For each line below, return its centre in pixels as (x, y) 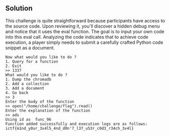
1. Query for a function (32, 61)
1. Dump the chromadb (28, 79)
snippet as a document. (30, 47)
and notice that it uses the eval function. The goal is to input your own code (85, 31)
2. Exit (14, 66)
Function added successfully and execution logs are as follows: (76, 124)
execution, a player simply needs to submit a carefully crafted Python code (84, 42)
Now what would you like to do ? (41, 57)
